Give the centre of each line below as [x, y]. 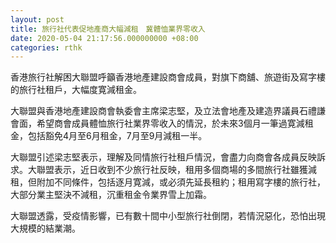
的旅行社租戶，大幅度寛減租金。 [76, 90]
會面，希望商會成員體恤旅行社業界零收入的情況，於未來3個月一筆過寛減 [157, 123]
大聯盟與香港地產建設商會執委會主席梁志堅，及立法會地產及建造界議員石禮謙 [168, 111]
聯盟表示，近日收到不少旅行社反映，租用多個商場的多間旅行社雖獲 [172, 170]
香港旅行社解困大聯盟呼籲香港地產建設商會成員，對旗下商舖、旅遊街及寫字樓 [168, 77]
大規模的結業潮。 [45, 228]
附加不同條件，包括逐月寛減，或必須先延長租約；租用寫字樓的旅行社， [181, 182]
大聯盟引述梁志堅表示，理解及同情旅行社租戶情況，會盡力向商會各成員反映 [163, 157]
